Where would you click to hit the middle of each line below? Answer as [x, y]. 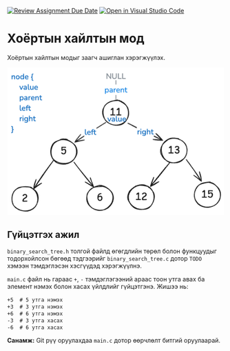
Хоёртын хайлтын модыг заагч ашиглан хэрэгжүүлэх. [86, 57]
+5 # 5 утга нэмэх [35, 300]
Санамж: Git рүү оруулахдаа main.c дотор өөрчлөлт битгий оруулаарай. [114, 341]
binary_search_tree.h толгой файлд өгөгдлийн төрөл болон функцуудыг [112, 251]
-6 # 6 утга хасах [35, 328]
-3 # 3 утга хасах [35, 321]
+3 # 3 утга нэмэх [35, 307]
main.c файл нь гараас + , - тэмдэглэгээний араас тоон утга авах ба [106, 279]
